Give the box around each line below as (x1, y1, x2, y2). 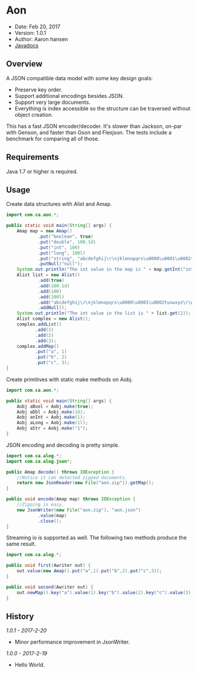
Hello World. (14, 661, 45, 668)
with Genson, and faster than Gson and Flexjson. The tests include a (6, 129, 172, 136)
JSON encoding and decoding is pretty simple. (6, 441, 120, 448)
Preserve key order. (14, 86, 63, 93)
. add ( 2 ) (35, 332, 54, 338)
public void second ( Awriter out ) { (6, 584, 94, 590)
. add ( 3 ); (35, 337, 57, 344)
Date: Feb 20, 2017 (14, 23, 61, 30)
